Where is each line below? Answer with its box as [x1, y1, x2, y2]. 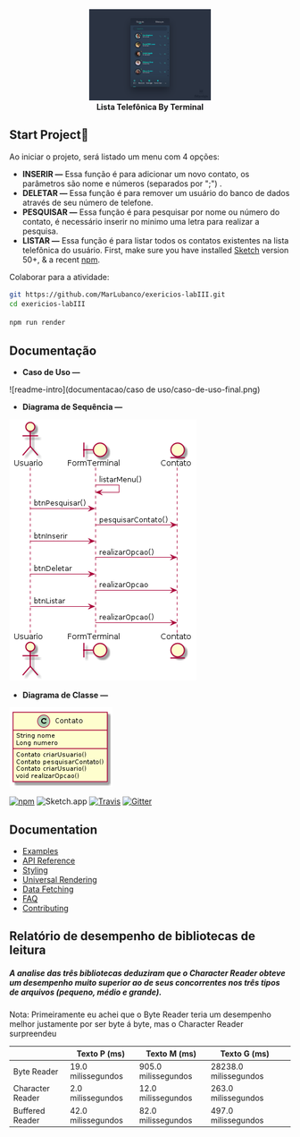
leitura [9, 943, 46, 958]
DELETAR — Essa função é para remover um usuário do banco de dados [21, 187, 290, 198]
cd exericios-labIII [9, 299, 87, 308]
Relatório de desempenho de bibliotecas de [9, 928, 256, 944]
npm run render [9, 318, 66, 328]
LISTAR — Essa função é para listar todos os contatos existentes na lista [21, 235, 289, 245]
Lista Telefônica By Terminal [96, 102, 204, 112]
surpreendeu [9, 1029, 57, 1039]
